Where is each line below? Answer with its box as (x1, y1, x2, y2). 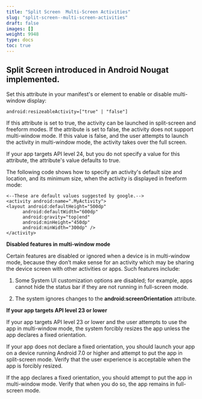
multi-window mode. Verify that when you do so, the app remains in (6, 380, 175, 388)
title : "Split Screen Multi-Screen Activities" (6, 8, 131, 15)
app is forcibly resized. (6, 362, 63, 369)
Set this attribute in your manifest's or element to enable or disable (6, 90, 172, 97)
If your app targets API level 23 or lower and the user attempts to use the (6, 318, 187, 325)
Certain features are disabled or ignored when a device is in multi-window (6, 252, 190, 259)
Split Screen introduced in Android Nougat (6, 65, 169, 76)
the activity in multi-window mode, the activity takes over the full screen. (6, 138, 187, 146)
